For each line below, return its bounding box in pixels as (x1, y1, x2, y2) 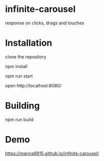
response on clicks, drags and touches (5, 20, 84, 26)
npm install (5, 63, 28, 69)
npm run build (5, 116, 34, 122)
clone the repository (5, 54, 47, 60)
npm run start (5, 73, 33, 79)
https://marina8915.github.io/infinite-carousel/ (5, 150, 99, 156)
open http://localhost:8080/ (5, 82, 62, 88)
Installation (5, 37, 52, 49)
